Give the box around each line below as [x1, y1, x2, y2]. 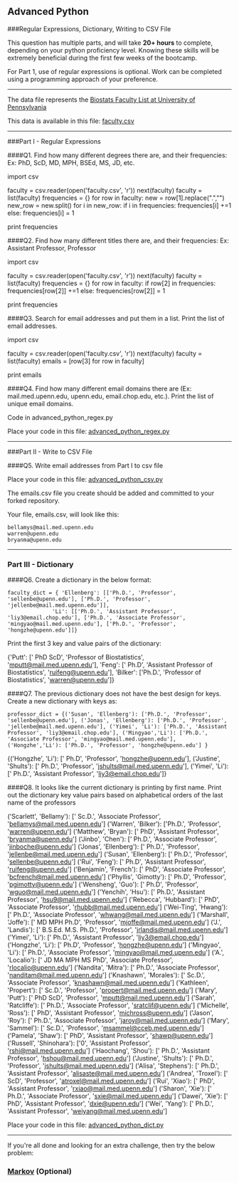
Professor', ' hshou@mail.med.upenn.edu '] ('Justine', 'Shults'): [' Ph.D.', [7, 1054, 214, 1063]
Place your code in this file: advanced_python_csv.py [7, 474, 164, 483]
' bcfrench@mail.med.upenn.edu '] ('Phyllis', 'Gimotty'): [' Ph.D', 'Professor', [7, 873, 226, 881]
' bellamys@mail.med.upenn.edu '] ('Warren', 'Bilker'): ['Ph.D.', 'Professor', [7, 819, 221, 828]
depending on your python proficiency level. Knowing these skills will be [7, 46, 219, 54]
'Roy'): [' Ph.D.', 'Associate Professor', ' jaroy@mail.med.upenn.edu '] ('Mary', [7, 1017, 230, 1025]
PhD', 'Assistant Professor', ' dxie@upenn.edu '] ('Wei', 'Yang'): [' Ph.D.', [7, 1099, 214, 1108]
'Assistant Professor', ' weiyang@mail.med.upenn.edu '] [7, 1107, 168, 1115]
